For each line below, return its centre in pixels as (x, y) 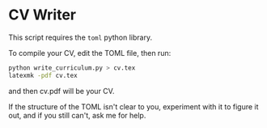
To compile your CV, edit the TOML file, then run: (90, 53)
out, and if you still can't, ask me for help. (77, 115)
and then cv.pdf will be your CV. (61, 91)
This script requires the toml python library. (80, 37)
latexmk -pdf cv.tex (43, 75)
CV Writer (42, 15)
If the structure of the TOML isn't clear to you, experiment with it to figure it (133, 106)
